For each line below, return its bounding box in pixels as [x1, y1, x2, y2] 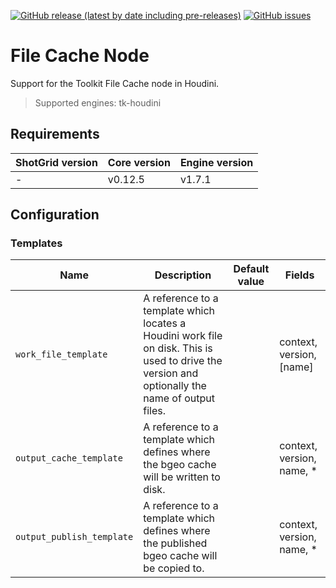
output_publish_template [15, 531, 134, 543]
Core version [107, 155, 171, 169]
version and [143, 366, 199, 380]
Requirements [10, 126, 100, 143]
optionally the [143, 379, 207, 393]
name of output [143, 391, 215, 405]
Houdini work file [143, 329, 223, 343]
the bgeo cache [143, 458, 217, 472]
